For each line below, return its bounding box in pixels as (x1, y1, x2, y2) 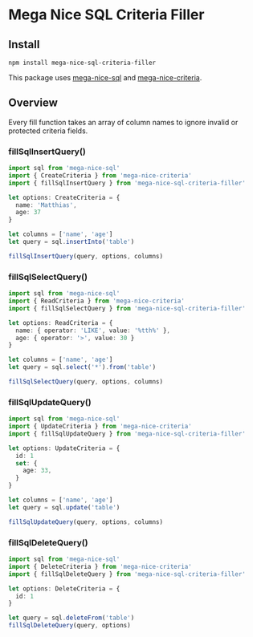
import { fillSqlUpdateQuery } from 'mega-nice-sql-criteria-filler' (8, 429, 247, 438)
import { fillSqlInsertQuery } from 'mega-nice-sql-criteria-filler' (8, 179, 247, 187)
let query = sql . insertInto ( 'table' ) (8, 238, 135, 246)
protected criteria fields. (8, 126, 88, 136)
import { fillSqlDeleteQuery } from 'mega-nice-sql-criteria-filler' (8, 570, 247, 578)
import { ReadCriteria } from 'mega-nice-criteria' (8, 297, 185, 306)
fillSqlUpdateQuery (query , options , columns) (8, 517, 163, 526)
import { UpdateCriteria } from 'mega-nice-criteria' (8, 423, 193, 431)
